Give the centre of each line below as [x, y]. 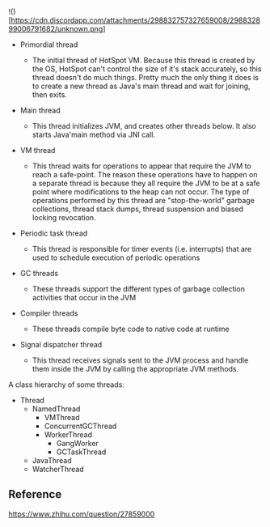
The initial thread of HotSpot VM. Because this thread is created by [143, 60]
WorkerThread [68, 435]
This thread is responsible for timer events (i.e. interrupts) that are [142, 249]
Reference [35, 494]
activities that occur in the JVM [84, 297]
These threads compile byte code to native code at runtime [131, 329]
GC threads [39, 273]
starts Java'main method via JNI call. [94, 134]
